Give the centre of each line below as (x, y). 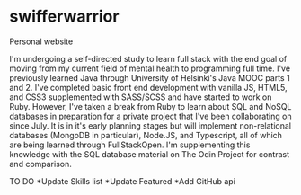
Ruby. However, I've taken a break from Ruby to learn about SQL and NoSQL (150, 106)
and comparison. (40, 164)
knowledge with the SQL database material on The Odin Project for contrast (150, 154)
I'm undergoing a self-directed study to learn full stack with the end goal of (148, 58)
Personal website (41, 41)
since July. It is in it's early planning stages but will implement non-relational (150, 125)
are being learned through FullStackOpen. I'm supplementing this (130, 145)
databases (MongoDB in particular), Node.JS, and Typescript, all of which (146, 135)
